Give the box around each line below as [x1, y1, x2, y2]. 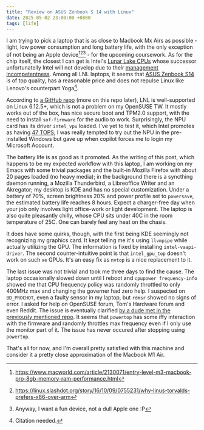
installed [6, 135, 28, 142]
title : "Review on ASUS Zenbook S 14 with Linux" [6, 9, 135, 15]
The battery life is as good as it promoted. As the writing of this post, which [6, 153, 195, 160]
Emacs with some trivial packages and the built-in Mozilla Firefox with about [6, 166, 197, 174]
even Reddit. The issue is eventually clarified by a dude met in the [6, 306, 171, 314]
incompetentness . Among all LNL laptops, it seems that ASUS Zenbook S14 [6, 71, 194, 78]
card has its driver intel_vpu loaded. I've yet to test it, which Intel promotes [6, 122, 195, 129]
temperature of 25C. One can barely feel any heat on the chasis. [6, 218, 167, 226]
